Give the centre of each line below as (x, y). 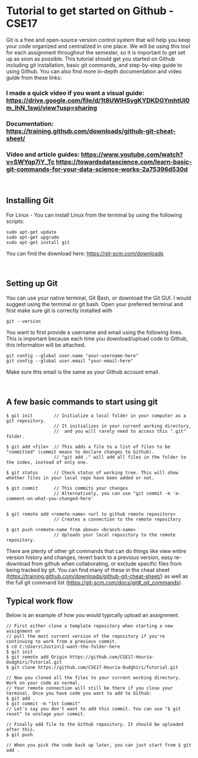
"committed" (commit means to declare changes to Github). (80, 452)
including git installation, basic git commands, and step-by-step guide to (94, 65)
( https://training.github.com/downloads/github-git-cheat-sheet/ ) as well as (97, 576)
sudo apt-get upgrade (33, 237)
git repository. (26, 421)
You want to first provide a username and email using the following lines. (95, 332)
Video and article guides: (43, 154)
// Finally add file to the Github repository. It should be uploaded (95, 725)
